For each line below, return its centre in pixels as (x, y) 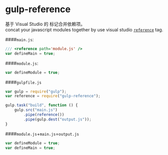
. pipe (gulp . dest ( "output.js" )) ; (58, 119)
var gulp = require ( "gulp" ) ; (36, 91)
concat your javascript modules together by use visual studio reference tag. (84, 29)
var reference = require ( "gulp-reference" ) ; (53, 96)
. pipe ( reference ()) (44, 115)
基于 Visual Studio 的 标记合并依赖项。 (45, 24)
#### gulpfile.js (24, 82)
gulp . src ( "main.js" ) (36, 110)
